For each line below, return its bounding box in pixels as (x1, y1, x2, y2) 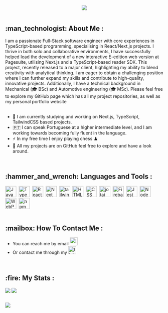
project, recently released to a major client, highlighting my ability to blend (5, 64, 158, 70)
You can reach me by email (12, 241, 69, 247)
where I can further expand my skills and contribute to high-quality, (5, 75, 144, 81)
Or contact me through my (12, 249, 68, 255)
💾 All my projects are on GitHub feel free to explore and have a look (12, 142, 152, 148)
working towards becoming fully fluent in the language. (12, 130, 127, 136)
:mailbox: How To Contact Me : (5, 224, 103, 233)
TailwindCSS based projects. (12, 119, 72, 125)
